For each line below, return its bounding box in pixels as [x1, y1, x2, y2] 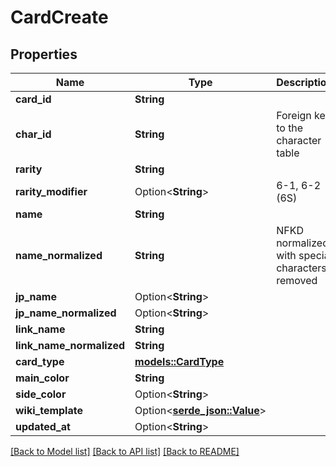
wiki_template [15, 404, 83, 417]
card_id [15, 92, 52, 106]
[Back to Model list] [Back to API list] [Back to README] [10, 446, 240, 457]
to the [276, 121, 304, 135]
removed [276, 274, 318, 287]
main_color [15, 371, 70, 385]
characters [276, 261, 327, 275]
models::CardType [134, 355, 225, 368]
